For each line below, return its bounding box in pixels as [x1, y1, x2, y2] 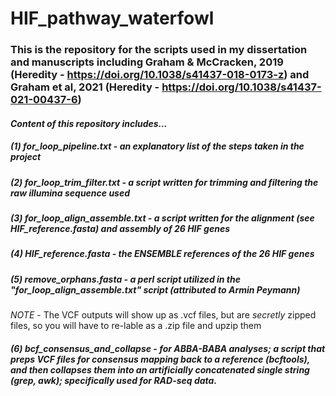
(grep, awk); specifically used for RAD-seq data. [10, 374, 218, 386]
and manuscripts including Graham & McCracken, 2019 [10, 55, 284, 69]
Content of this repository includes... [10, 117, 168, 129]
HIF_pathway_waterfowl [10, 7, 215, 30]
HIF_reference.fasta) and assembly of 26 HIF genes [10, 223, 230, 235]
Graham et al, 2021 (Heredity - [10, 80, 160, 94]
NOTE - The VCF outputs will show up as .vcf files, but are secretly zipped [10, 309, 317, 321]
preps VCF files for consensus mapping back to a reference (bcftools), [10, 353, 310, 365]
